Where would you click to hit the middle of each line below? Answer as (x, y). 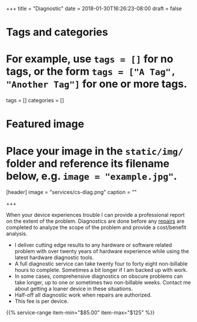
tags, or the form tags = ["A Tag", (91, 71)
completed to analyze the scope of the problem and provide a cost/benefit (96, 227)
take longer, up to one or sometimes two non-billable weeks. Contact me (103, 283)
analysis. (17, 234)
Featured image (45, 124)
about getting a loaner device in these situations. (74, 289)
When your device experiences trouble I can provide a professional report (96, 215)
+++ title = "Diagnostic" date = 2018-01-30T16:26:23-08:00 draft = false (94, 9)
